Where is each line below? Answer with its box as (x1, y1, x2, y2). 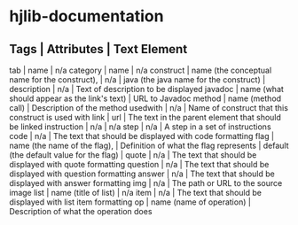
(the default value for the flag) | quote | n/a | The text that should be (9, 150, 257, 160)
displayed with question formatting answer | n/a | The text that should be (9, 168, 275, 179)
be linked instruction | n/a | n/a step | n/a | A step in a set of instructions (9, 121, 272, 132)
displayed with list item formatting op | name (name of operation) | (9, 197, 251, 207)
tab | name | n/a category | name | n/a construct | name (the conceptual (9, 65, 272, 75)
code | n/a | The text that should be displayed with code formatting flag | (9, 131, 275, 141)
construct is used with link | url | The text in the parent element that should (9, 112, 282, 122)
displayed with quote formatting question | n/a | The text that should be (9, 159, 270, 169)
